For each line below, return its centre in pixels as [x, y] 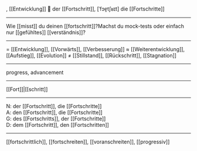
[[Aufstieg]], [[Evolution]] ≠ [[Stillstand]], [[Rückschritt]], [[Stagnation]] [91, 56]
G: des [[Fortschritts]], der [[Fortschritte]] [56, 119]
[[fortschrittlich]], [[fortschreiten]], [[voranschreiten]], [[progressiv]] [88, 142]
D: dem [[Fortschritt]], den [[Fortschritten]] [58, 125]
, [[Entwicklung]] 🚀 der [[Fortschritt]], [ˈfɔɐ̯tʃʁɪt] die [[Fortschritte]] [86, 9]
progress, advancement [35, 72]
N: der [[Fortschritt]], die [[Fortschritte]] [54, 106]
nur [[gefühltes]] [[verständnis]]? [46, 32]
